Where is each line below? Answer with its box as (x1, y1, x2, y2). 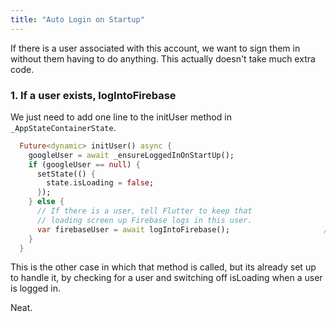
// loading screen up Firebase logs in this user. (36, 215, 253, 225)
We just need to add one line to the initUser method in (10, 111, 232, 123)
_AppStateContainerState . (10, 121, 117, 133)
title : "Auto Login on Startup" (10, 14, 145, 25)
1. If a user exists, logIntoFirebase (10, 88, 177, 102)
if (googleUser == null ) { (28, 159, 141, 170)
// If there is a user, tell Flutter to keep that (36, 206, 253, 216)
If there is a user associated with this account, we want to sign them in (10, 42, 301, 54)
